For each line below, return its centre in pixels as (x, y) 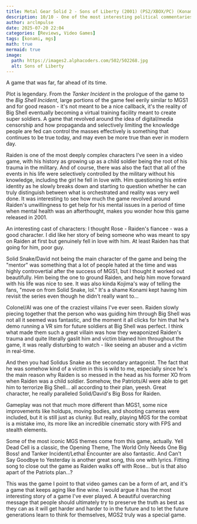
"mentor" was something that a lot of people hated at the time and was (92, 265)
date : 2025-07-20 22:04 (35, 28)
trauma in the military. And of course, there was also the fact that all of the (96, 168)
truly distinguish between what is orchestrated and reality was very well (93, 193)
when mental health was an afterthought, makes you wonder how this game (98, 211)
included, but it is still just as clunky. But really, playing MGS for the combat (97, 417)
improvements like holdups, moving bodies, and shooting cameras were (93, 411)
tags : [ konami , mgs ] (31, 39)
